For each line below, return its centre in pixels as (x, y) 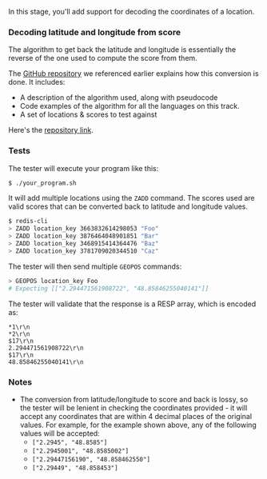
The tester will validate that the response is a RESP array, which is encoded (132, 304)
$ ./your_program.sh (43, 183)
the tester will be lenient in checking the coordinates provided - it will (133, 408)
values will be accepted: (60, 433)
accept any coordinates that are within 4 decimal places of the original (136, 416)
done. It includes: (37, 82)
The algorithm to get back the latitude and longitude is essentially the (122, 50)
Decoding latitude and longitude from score (95, 32)
